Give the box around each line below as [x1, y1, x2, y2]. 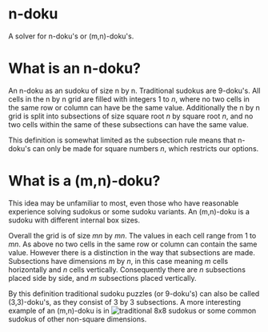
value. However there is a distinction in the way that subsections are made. [8, 247, 256, 257]
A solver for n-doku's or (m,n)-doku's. [8, 31, 134, 41]
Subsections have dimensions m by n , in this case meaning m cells [8, 256, 229, 266]
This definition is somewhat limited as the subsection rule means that [8, 135, 236, 145]
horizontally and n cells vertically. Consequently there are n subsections [8, 265, 246, 274]
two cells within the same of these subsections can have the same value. [8, 119, 250, 129]
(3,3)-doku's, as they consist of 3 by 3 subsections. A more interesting [8, 297, 242, 306]
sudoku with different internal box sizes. [8, 215, 141, 225]
